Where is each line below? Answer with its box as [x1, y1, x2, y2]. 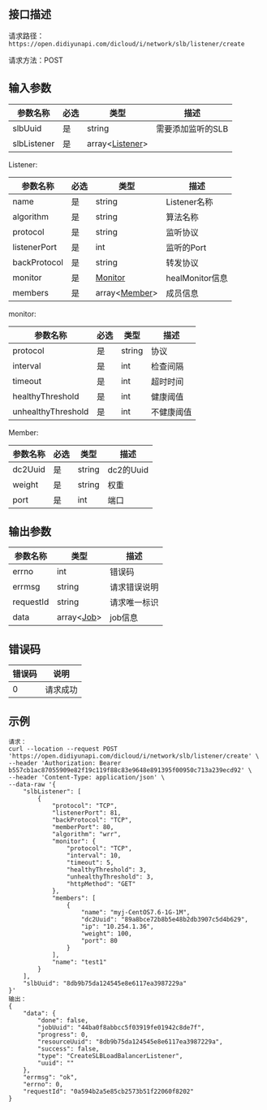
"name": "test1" [51, 958, 107, 966]
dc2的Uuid [107, 464, 149, 475]
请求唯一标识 [109, 597, 159, 608]
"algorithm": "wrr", [51, 831, 122, 839]
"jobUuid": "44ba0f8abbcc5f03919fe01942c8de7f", [37, 1024, 205, 1032]
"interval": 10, [66, 852, 122, 860]
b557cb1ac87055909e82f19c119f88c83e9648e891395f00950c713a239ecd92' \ [8, 767, 252, 775]
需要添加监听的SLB [156, 123, 229, 134]
